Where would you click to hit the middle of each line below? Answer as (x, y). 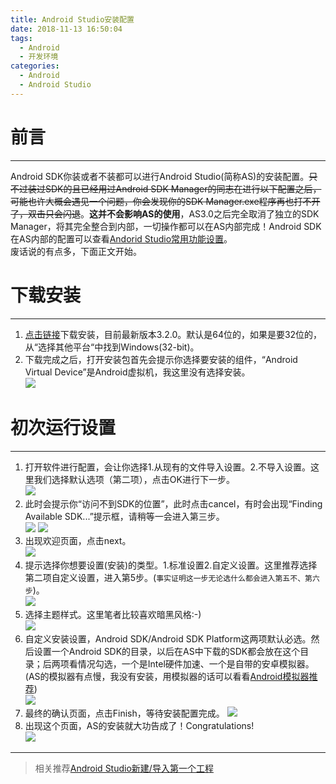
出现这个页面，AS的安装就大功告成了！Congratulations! (139, 725)
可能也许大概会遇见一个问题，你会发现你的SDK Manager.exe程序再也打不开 (165, 201)
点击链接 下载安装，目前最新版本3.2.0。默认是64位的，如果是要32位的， (173, 334)
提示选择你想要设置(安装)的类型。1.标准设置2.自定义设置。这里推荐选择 (171, 565)
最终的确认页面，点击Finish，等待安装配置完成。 (124, 713)
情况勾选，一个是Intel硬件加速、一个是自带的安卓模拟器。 (196, 663)
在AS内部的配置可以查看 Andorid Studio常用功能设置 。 (121, 238)
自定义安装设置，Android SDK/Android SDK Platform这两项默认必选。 (168, 638)
